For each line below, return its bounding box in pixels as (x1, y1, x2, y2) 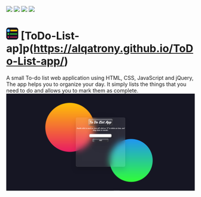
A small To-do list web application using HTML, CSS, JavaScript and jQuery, (6, 74, 194, 81)
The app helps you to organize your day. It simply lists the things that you (6, 81, 187, 88)
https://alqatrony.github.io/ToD (33, 42, 193, 56)
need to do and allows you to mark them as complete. (6, 87, 139, 94)
